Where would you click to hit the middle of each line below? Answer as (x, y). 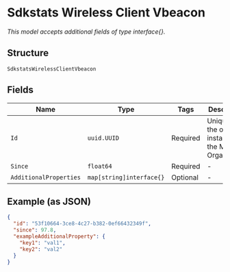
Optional (184, 177)
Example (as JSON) (49, 201)
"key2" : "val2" (41, 249)
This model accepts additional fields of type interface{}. (86, 32)
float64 (100, 166)
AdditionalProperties (46, 177)
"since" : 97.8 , (35, 230)
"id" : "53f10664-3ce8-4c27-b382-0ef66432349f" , (82, 224)
